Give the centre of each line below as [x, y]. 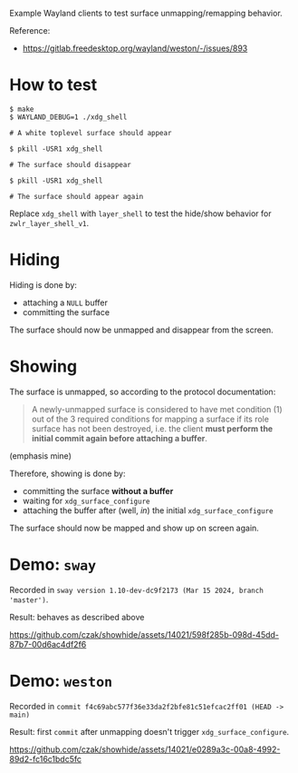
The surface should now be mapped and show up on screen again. [135, 528]
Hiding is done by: [43, 284]
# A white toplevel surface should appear [91, 133]
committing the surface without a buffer [98, 491]
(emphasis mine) [41, 456]
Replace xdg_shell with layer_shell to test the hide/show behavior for [140, 213]
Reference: [30, 30]
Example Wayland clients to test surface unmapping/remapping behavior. [146, 13]
